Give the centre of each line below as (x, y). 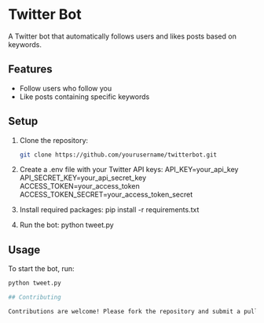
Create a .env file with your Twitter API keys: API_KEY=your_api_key (129, 170)
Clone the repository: (54, 140)
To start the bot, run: (41, 269)
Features (30, 70)
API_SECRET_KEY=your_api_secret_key (83, 178)
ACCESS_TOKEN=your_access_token (79, 186)
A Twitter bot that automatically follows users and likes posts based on (123, 36)
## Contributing (35, 297)
